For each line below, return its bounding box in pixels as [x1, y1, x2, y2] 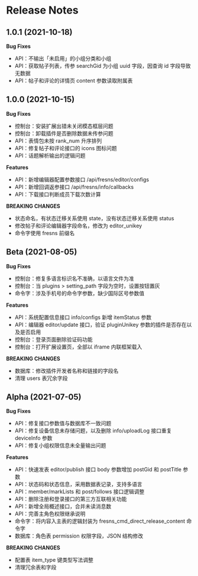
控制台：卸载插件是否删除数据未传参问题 [14, 129, 113, 136]
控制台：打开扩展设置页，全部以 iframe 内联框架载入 [14, 343, 142, 350]
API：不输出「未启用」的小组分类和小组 [14, 55, 112, 62]
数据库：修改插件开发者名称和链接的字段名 [14, 367, 119, 374]
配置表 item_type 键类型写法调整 [14, 557, 93, 564]
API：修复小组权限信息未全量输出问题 [14, 442, 106, 449]
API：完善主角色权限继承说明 [14, 510, 86, 518]
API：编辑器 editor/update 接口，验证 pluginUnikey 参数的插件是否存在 [14, 321, 187, 328]
